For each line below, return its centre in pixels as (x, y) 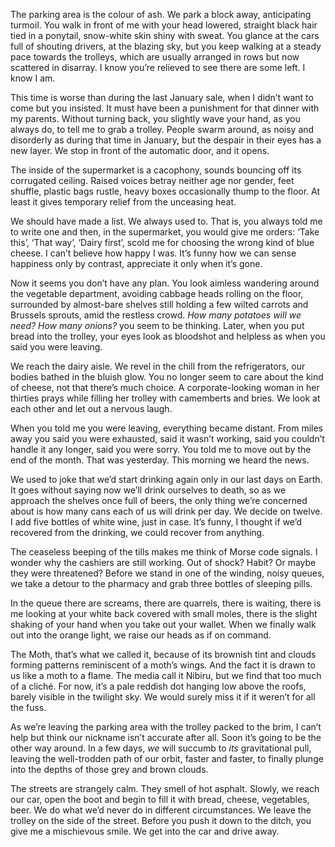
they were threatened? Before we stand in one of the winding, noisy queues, (167, 573)
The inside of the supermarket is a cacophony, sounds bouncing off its (156, 170)
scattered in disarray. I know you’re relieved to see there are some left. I (158, 67)
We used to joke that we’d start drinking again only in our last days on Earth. (166, 479)
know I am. (33, 78)
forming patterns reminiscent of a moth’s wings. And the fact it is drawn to (163, 665)
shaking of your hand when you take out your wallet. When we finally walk (163, 624)
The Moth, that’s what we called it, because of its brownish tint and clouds (163, 654)
